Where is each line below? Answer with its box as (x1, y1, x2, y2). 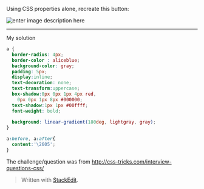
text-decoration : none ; (12, 80, 72, 86)
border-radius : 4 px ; (12, 51, 64, 58)
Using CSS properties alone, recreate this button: (6, 5, 129, 12)
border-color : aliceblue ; (12, 57, 80, 63)
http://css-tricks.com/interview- (92, 157, 172, 165)
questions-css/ (6, 164, 44, 171)
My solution (6, 35, 36, 41)
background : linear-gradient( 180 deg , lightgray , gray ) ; (12, 119, 156, 125)
